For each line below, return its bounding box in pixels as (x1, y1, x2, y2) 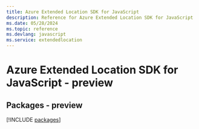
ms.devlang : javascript (6, 31, 67, 38)
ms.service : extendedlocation (6, 37, 83, 43)
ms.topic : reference (6, 25, 59, 32)
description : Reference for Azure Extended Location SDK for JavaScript (6, 15, 194, 21)
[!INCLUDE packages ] (6, 116, 61, 123)
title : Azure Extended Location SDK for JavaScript (6, 8, 139, 15)
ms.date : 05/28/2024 (6, 20, 59, 26)
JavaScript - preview (6, 76, 114, 90)
